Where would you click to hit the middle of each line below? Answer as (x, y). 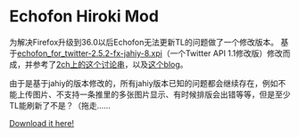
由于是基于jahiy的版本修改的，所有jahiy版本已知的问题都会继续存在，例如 (144, 83)
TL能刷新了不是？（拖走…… (60, 105)
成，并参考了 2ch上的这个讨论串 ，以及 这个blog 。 (99, 64)
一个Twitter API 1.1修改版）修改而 (230, 53)
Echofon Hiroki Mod (84, 16)
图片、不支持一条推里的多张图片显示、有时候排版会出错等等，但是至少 (162, 94)
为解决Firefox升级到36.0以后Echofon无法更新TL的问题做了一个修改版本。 (144, 42)
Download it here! (42, 123)
